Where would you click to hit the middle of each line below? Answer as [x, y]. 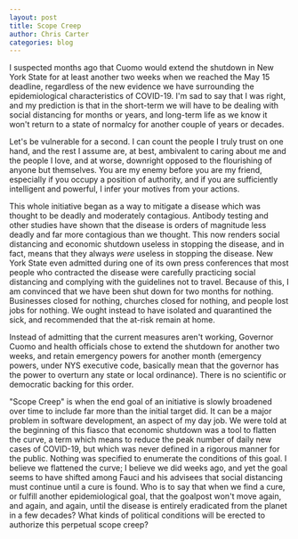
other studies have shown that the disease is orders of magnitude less [138, 225]
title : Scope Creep [45, 26]
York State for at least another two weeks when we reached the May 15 [140, 78]
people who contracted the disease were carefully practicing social [133, 273]
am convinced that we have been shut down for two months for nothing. [141, 291]
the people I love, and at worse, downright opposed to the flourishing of [141, 160]
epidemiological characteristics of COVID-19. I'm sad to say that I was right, [148, 96]
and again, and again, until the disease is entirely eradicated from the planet [148, 506]
